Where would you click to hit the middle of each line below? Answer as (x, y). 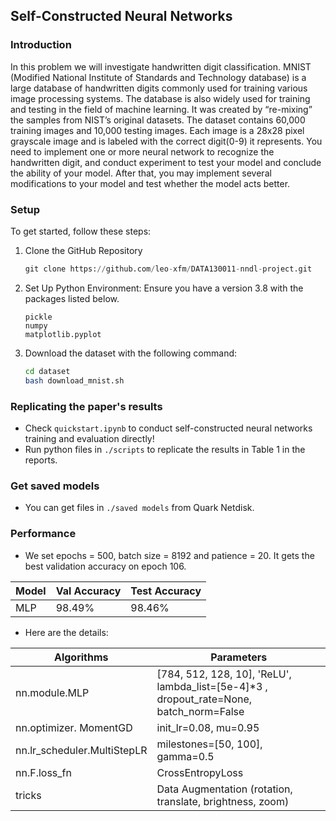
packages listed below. (72, 298)
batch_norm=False (200, 711)
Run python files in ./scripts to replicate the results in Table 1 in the (165, 449)
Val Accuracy (88, 591)
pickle (38, 317)
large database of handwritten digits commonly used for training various (159, 88)
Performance (43, 534)
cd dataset (47, 371)
